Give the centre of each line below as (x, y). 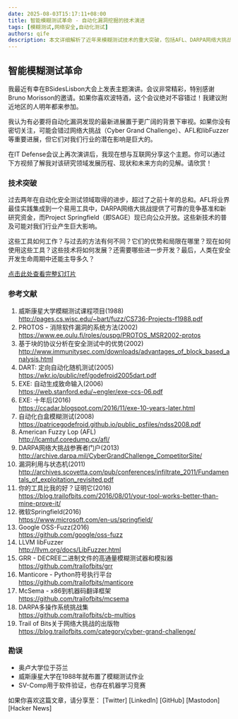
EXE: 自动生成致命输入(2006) (61, 384)
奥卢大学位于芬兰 (43, 667)
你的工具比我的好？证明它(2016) (65, 487)
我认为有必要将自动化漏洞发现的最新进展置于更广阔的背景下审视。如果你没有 (119, 121)
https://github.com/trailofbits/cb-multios (77, 614)
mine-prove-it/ (40, 503)
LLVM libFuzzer (41, 542)
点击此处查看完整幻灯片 (42, 274)
